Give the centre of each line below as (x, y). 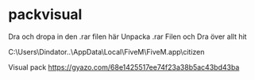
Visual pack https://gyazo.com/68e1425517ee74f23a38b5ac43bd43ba (124, 67)
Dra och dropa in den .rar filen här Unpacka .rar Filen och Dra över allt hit (127, 36)
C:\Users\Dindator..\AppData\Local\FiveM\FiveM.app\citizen (106, 51)
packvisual (45, 15)
